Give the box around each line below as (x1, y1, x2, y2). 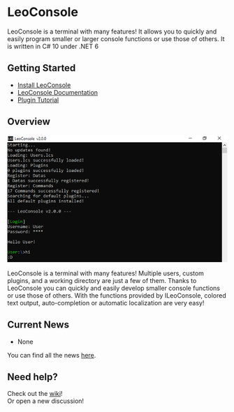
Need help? (7, 371, 58, 383)
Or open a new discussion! (7, 397, 85, 405)
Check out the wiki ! (7, 390, 63, 398)
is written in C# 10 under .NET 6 (7, 42, 99, 50)
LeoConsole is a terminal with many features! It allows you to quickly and (7, 27, 217, 36)
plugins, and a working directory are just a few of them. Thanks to (7, 276, 197, 284)
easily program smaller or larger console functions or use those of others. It (7, 34, 225, 43)
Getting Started (7, 62, 76, 74)
